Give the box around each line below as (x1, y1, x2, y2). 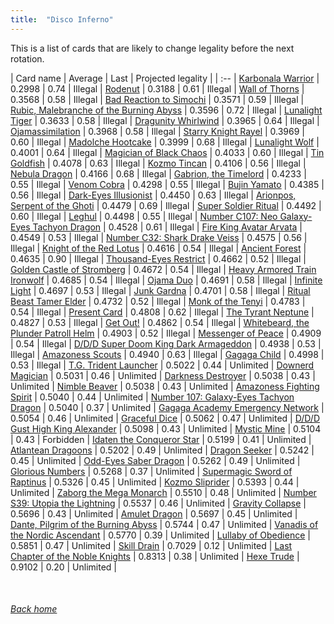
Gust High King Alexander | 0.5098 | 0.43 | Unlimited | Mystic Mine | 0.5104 (10, 422, 322, 435)
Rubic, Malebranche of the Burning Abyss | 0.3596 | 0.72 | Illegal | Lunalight (10, 104, 323, 116)
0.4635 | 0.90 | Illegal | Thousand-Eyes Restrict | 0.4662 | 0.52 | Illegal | (10, 252, 307, 265)
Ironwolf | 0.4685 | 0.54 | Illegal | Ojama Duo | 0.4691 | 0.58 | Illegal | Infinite (10, 274, 323, 286)
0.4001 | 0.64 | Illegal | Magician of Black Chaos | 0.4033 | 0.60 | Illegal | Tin (10, 146, 325, 158)
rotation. (10, 52, 45, 65)
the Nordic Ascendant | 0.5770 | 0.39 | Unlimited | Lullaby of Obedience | (10, 529, 311, 541)
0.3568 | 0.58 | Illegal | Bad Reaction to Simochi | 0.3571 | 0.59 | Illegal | (10, 93, 305, 105)
